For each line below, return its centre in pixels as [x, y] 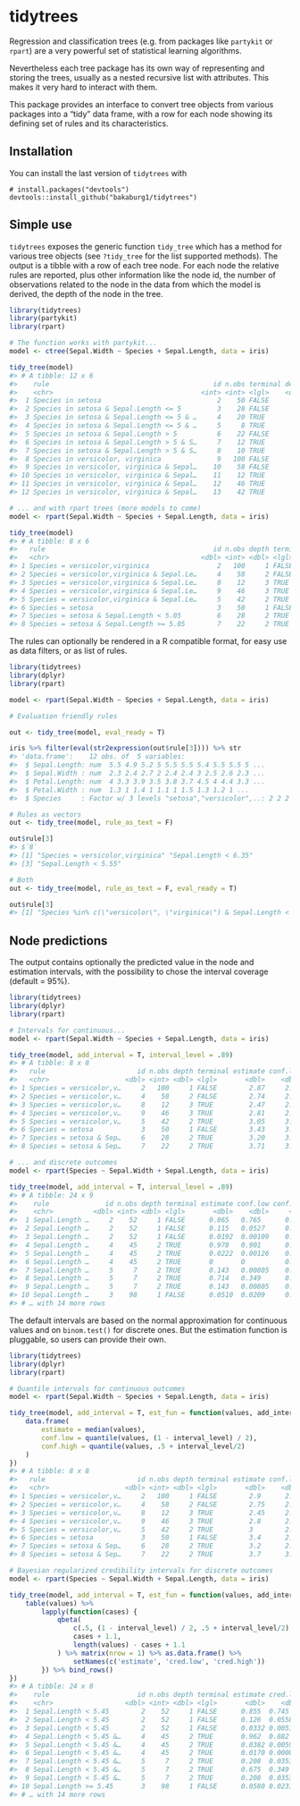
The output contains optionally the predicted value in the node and [132, 962]
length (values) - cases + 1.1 [129, 1645]
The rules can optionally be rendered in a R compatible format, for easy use [148, 641]
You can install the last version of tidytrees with [98, 173]
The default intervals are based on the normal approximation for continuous [148, 1320]
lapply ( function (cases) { [90, 1612]
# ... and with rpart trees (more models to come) [105, 508]
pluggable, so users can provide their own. [88, 1339]
